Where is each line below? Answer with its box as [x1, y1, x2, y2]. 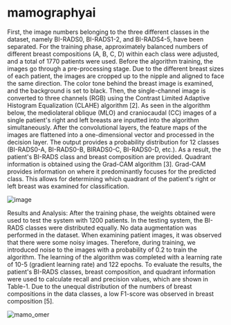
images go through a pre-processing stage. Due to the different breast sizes [7, 64, 224, 73]
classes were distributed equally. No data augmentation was [25, 223, 197, 232]
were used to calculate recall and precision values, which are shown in [7, 275, 209, 283]
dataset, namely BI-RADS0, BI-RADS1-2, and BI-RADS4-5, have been [7, 35, 204, 43]
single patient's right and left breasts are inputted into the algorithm [7, 115, 199, 124]
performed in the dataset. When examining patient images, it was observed [7, 230, 222, 239]
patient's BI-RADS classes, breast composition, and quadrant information [7, 268, 216, 276]
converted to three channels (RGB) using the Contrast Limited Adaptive [7, 93, 210, 102]
